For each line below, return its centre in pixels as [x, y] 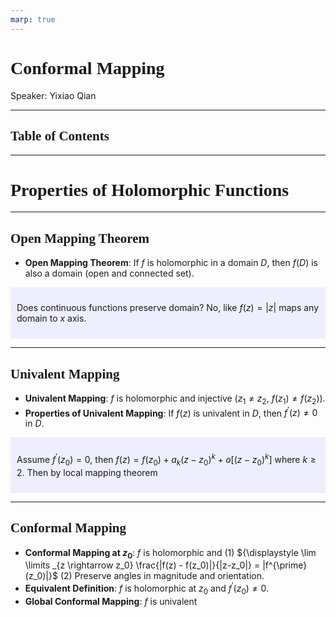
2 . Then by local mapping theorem [87, 472]
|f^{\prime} [285, 565]
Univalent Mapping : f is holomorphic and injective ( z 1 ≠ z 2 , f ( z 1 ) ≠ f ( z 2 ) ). [175, 399]
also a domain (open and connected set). [109, 273]
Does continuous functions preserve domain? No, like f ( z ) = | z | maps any [168, 308]
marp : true [33, 19]
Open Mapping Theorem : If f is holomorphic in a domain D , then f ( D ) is [171, 263]
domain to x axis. [51, 318]
